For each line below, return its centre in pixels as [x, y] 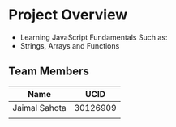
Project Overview [68, 15]
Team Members [49, 72]
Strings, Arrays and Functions [70, 45]
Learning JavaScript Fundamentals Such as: [94, 37]
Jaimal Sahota [39, 108]
